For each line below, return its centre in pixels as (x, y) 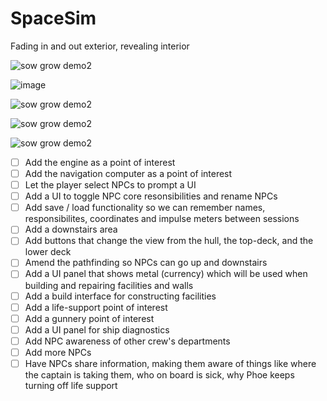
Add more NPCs (58, 352)
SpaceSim (53, 18)
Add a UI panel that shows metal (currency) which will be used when (166, 274)
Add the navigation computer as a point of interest (128, 173)
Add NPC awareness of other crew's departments (127, 341)
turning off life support (71, 385)
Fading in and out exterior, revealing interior (100, 46)
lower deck (48, 252)
